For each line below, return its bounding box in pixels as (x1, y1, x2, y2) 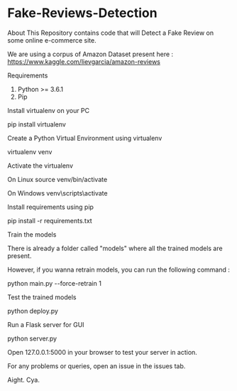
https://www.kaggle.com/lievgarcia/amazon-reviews (7, 57, 161, 65)
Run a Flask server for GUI (7, 320, 84, 328)
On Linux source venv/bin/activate (7, 175, 108, 183)
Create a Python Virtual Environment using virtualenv (7, 134, 162, 142)
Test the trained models (7, 293, 77, 301)
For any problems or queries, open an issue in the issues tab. (7, 361, 186, 370)
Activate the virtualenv (7, 161, 73, 170)
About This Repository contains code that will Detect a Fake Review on (7, 28, 214, 37)
